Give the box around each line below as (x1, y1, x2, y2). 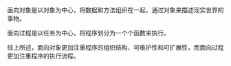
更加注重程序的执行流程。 (7, 52, 80, 60)
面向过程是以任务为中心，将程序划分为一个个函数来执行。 (7, 29, 170, 37)
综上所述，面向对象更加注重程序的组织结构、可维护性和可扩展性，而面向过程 (7, 44, 224, 51)
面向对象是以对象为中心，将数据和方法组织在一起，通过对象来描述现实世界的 (7, 6, 224, 14)
